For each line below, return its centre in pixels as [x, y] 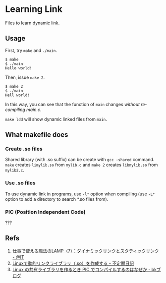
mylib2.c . [15, 170]
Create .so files [24, 149]
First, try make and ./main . [31, 50]
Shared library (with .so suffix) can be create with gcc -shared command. [80, 160]
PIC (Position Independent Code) [45, 212]
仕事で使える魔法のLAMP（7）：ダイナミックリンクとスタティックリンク [86, 251]
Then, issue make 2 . [25, 77]
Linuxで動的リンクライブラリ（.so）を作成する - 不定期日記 [73, 263]
